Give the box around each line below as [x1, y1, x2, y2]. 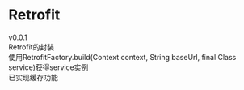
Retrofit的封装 [8, 42, 55, 52]
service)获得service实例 [8, 62, 89, 72]
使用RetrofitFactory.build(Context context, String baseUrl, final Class [8, 52, 237, 62]
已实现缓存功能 [8, 72, 58, 82]
